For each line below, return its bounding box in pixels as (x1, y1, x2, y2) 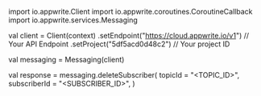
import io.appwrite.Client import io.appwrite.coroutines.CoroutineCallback (8, 7, 253, 16)
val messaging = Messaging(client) (8, 55, 125, 64)
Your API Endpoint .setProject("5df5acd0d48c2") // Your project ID (8, 39, 230, 49)
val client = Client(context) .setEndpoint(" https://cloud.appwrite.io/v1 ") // (8, 31, 250, 40)
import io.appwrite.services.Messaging (8, 15, 139, 25)
